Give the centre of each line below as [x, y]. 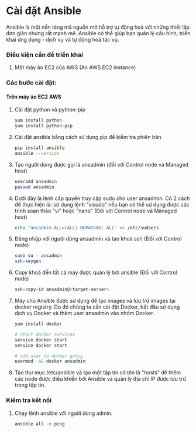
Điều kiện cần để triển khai [45, 55]
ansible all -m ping [39, 424]
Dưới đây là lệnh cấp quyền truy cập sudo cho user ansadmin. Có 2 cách [102, 198]
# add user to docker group [49, 356]
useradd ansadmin [36, 181]
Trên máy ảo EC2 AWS [34, 97]
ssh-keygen [28, 261]
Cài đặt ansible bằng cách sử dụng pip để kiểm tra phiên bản [88, 137]
